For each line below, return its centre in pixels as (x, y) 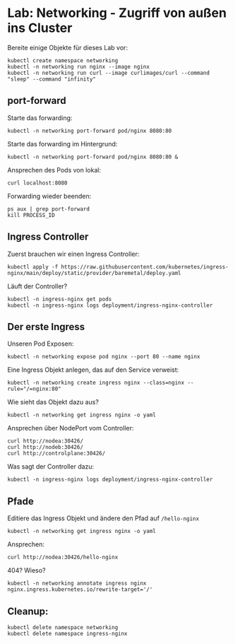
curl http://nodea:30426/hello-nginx (63, 557)
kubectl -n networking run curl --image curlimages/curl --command (109, 73)
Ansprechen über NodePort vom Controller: (71, 428)
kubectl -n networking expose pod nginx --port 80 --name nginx (104, 357)
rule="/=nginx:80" (34, 389)
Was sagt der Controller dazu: (51, 467)
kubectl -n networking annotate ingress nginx (77, 584)
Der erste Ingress (46, 327)
